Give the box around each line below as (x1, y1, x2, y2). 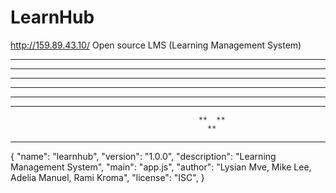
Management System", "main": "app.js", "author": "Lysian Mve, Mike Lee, (10, 161, 312, 173)
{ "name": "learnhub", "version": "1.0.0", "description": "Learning (10, 150, 277, 162)
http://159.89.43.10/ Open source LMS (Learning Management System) (10, 39, 302, 51)
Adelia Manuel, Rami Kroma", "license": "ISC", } (10, 171, 205, 183)
